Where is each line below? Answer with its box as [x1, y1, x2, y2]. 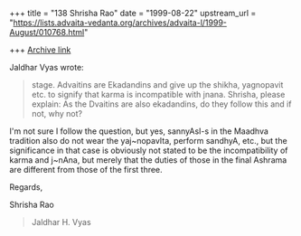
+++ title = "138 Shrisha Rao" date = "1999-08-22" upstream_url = [9, 8, 257, 18]
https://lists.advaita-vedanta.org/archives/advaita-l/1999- [13, 17, 228, 28]
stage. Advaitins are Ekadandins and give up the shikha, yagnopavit [31, 80, 284, 90]
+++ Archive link [9, 44, 71, 55]
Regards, [9, 182, 43, 193]
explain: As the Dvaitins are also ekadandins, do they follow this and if [31, 99, 292, 109]
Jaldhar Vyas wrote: [9, 62, 84, 72]
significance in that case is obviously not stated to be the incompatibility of [9, 145, 288, 156]
